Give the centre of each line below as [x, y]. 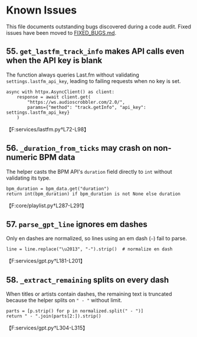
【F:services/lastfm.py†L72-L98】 [48, 129]
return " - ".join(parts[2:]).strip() [54, 316]
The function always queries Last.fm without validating [73, 75]
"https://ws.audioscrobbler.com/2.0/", [76, 102]
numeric [22, 158]
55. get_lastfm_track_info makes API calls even [95, 52]
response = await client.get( [54, 97]
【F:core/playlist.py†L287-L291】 [47, 205]
